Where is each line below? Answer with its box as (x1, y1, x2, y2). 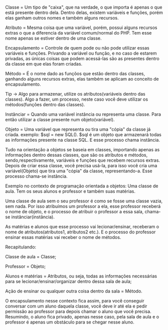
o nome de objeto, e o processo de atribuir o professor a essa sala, (5, 209, 144, 214)
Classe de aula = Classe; (5, 254, 57, 259)
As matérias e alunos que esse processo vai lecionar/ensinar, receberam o (5, 224, 159, 229)
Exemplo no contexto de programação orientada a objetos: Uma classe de (5, 183, 158, 189)
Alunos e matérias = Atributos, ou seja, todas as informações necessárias (5, 273, 157, 279)
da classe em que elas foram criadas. (5, 61, 83, 67)
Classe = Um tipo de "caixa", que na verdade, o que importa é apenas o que (5, 5, 162, 10)
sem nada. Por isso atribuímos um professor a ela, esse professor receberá (5, 203, 161, 209)
